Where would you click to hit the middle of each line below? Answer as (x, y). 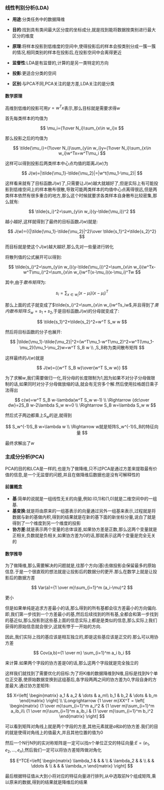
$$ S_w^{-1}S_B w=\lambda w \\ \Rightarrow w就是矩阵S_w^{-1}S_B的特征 (80, 426)
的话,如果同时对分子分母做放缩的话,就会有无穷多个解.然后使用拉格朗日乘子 (84, 384)
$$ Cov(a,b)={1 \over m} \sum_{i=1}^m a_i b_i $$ (82, 653)
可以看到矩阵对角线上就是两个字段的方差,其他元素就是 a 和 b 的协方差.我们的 (80, 726)
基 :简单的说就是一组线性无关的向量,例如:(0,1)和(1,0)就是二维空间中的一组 (84, 499)
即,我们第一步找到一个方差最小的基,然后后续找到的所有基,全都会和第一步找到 (82, 614)
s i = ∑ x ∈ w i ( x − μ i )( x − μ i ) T (82, 293)
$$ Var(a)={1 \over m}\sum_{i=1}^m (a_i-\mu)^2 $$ (82, 587)
